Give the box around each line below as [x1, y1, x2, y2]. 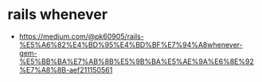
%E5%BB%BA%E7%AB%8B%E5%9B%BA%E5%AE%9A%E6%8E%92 [18, 57, 254, 66]
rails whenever [7, 6, 108, 24]
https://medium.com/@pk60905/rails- [18, 32, 144, 41]
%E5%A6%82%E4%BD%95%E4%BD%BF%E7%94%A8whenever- [18, 39, 244, 49]
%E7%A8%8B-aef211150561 [18, 65, 113, 74]
